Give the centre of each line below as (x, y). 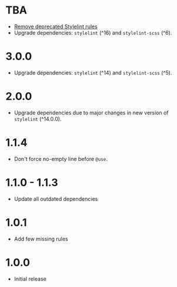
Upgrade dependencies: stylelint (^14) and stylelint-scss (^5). (93, 72)
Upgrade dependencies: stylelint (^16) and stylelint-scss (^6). (93, 32)
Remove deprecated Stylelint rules (56, 26)
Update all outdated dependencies (56, 199)
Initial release (30, 279)
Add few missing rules (41, 239)
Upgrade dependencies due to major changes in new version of (91, 113)
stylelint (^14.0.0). (38, 119)
